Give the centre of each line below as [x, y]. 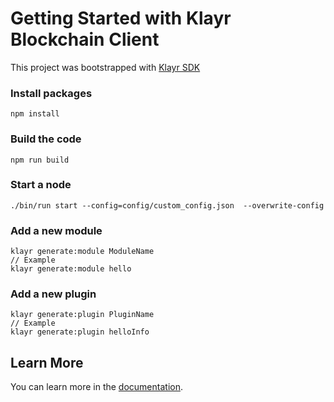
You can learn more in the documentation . [96, 387]
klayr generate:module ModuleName [82, 252]
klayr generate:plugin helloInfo [80, 332]
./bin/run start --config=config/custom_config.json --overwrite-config [167, 205]
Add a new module [56, 230]
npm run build [40, 160]
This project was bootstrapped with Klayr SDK [105, 67]
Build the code [46, 139]
